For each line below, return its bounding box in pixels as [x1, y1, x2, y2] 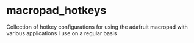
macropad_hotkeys [6, 4, 107, 17]
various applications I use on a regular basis [6, 29, 117, 36]
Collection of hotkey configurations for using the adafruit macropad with [6, 23, 188, 30]
